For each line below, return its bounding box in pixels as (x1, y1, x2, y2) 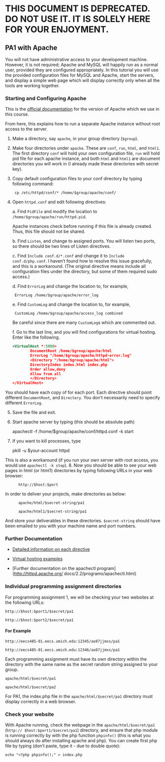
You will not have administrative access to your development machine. (5, 57, 148, 62)
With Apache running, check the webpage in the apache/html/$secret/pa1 (5, 722, 155, 728)
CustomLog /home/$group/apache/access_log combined (14, 311, 123, 316)
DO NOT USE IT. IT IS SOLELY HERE (5, 13, 151, 25)
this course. (5, 111, 30, 117)
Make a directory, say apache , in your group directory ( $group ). (12, 136, 139, 142)
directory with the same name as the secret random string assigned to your (5, 661, 158, 667)
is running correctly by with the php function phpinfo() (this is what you (5, 732, 151, 738)
